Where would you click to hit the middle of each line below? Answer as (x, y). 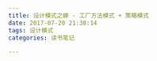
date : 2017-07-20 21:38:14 (53, 23)
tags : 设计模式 (31, 30)
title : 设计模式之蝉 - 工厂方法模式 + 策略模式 (78, 15)
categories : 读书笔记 (42, 38)
